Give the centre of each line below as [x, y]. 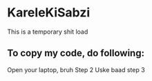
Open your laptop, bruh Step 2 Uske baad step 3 [76, 69]
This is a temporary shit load [48, 32]
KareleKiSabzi [49, 13]
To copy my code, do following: [76, 53]
